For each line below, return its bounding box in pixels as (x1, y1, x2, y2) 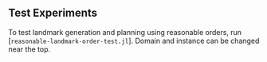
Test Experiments (8, 6, 98, 20)
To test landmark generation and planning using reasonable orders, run (8, 27, 241, 37)
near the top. (8, 44, 51, 54)
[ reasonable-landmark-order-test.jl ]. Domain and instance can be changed (8, 36, 260, 45)
